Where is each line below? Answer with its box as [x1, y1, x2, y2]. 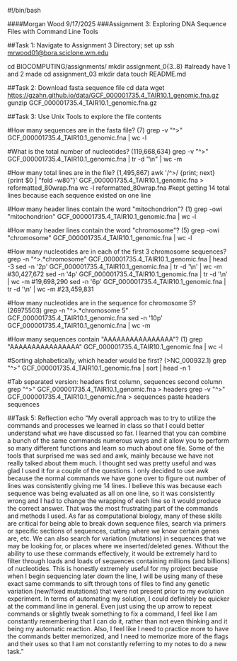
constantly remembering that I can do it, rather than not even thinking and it [7, 617, 228, 626]
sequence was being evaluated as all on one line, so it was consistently [7, 489, 215, 497]
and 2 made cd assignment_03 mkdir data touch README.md [7, 70, 186, 78]
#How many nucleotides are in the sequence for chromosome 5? [7, 299, 197, 307]
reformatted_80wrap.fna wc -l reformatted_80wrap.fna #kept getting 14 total [7, 183, 230, 192]
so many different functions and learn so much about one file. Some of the [7, 444, 225, 452]
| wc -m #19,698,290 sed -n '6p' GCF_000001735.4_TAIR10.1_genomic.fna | [7, 278, 226, 286]
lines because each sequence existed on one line [7, 191, 151, 199]
